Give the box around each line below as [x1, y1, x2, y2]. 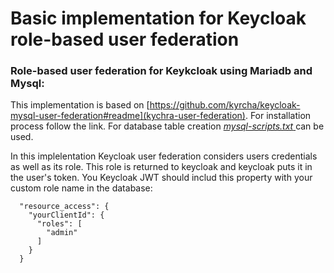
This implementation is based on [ [10, 99, 150, 111]
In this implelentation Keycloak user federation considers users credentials [10, 150, 318, 162]
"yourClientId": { [28, 210, 105, 221]
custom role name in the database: [10, 182, 153, 194]
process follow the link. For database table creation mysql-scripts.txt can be [10, 120, 325, 132]
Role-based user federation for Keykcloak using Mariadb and [10, 64, 313, 78]
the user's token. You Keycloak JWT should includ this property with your [10, 172, 313, 184]
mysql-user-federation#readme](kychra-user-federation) [10, 110, 246, 122]
